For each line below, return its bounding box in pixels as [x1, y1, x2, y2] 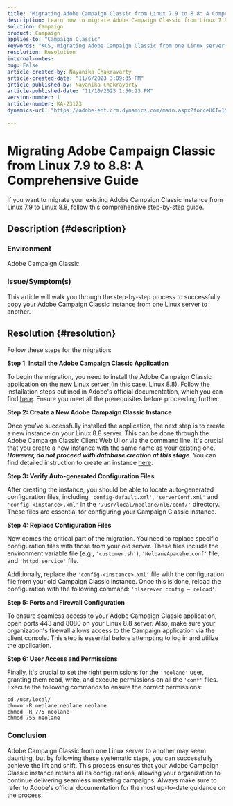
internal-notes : [7, 56, 54, 62]
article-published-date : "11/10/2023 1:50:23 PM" [7, 87, 154, 94]
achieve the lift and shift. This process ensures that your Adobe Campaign [7, 761, 219, 769]
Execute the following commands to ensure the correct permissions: [7, 683, 202, 691]
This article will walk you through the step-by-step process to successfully [7, 292, 221, 301]
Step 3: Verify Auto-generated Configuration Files [7, 472, 155, 480]
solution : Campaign [7, 23, 64, 30]
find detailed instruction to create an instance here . [7, 459, 154, 467]
